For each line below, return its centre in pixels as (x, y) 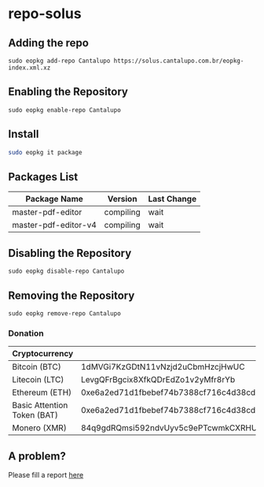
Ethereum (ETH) (42, 392)
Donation (26, 333)
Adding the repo (48, 43)
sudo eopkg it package (45, 152)
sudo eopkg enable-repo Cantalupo (65, 110)
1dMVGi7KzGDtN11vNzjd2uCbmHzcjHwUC (163, 367)
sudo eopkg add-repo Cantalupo (59, 61)
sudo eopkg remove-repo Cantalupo (65, 313)
